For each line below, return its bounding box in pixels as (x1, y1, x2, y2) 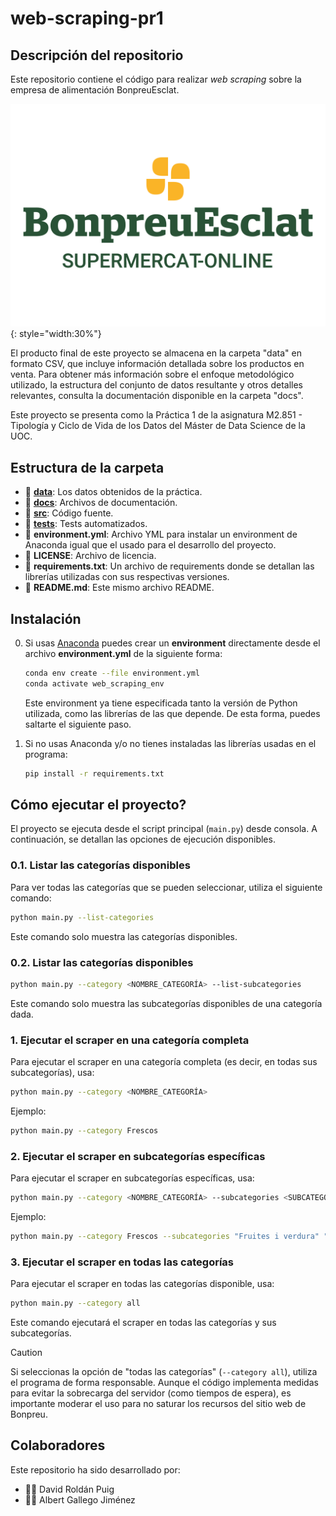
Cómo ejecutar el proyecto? (10, 796, 187, 813)
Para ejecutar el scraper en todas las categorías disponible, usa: (10, 1278, 275, 1290)
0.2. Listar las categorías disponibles (10, 955, 194, 969)
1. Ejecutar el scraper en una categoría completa (10, 1033, 250, 1047)
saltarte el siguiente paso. (24, 718, 132, 730)
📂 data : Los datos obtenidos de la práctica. (24, 486, 203, 498)
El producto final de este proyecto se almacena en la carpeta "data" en (10, 347, 302, 359)
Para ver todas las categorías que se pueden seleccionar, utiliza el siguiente (10, 881, 323, 893)
